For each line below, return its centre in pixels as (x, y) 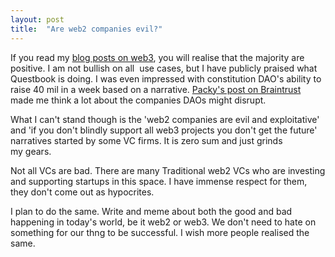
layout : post (37, 19)
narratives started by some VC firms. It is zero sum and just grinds (146, 140)
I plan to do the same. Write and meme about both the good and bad (151, 211)
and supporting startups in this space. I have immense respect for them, (159, 181)
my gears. (31, 151)
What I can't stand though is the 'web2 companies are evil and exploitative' (165, 119)
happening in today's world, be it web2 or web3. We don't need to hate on (163, 222)
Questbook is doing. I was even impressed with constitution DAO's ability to (166, 78)
